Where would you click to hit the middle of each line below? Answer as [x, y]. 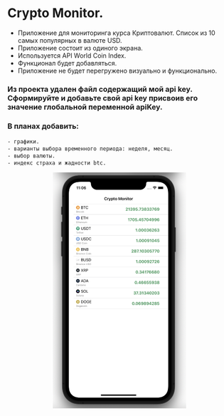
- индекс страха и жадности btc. [57, 163]
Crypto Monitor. [55, 13]
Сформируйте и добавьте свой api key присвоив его [102, 98]
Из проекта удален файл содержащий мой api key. [100, 89]
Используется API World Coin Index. [72, 56]
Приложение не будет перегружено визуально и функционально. [117, 71]
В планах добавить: [43, 126]
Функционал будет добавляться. [67, 63]
